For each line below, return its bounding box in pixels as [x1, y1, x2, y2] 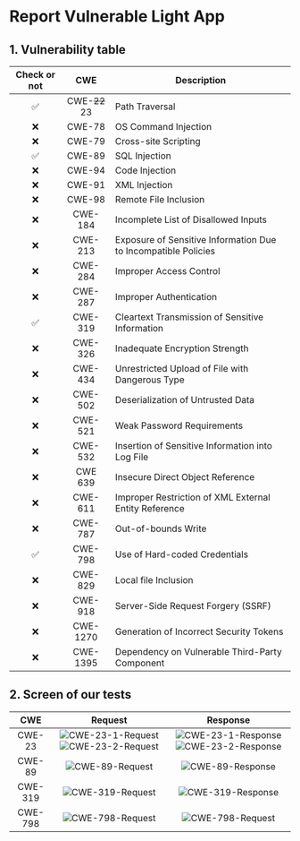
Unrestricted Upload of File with [114, 363, 249, 374]
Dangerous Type [114, 373, 185, 386]
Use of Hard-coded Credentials [114, 548, 248, 561]
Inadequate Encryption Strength [114, 342, 249, 355]
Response [206, 714, 251, 726]
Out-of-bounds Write [114, 522, 207, 535]
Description [175, 74, 226, 86]
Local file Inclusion [114, 574, 194, 586]
